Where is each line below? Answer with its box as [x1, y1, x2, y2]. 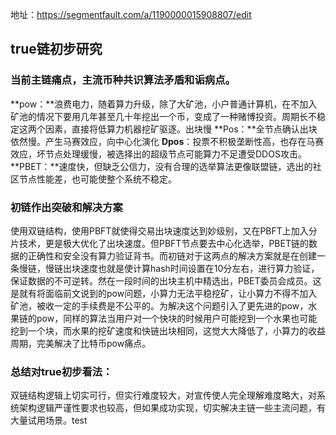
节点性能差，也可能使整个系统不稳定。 [18, 173, 177, 185]
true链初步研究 [10, 41, 103, 58]
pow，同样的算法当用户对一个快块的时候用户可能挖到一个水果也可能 [36, 312, 318, 324]
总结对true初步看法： [10, 364, 113, 378]
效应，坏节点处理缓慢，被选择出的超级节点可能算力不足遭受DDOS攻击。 [10, 148, 307, 160]
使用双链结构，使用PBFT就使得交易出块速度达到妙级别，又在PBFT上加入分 [10, 224, 318, 237]
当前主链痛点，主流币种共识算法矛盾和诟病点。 [10, 73, 236, 87]
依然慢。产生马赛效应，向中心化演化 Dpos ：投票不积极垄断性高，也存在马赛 [10, 135, 325, 147]
